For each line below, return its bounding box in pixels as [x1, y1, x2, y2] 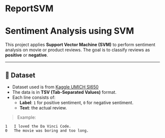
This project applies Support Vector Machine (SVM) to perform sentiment [5, 42, 156, 48]
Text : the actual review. [19, 105, 67, 110]
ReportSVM [5, 3, 54, 14]
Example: [17, 114, 36, 120]
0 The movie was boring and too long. [5, 128, 89, 133]
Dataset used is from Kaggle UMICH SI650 [12, 84, 99, 90]
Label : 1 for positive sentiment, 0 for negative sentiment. [19, 99, 134, 106]
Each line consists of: [12, 94, 55, 100]
